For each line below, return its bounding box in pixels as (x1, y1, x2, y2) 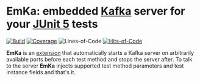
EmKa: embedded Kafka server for (6, 4, 185, 18)
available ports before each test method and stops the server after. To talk (6, 55, 193, 63)
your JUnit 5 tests (6, 17, 98, 31)
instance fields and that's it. (6, 68, 76, 76)
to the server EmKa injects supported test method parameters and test (6, 62, 184, 69)
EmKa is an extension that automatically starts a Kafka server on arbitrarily (6, 49, 194, 56)
